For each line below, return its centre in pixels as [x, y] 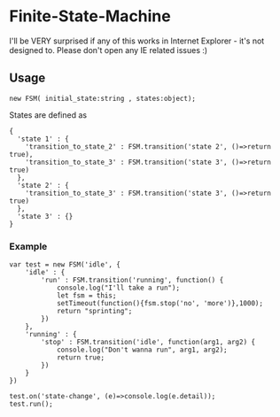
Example [28, 246]
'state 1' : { [43, 139]
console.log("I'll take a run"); [118, 288]
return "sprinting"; [94, 312]
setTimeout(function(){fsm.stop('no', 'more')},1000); [160, 304]
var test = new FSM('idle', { [65, 265]
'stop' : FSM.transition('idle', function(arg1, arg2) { [148, 343]
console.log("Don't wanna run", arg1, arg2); [142, 350]
